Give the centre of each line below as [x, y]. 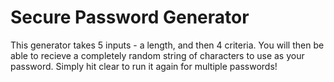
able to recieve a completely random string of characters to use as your [157, 55]
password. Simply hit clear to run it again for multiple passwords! [144, 66]
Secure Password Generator [130, 17]
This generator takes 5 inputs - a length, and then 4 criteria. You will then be [167, 45]
